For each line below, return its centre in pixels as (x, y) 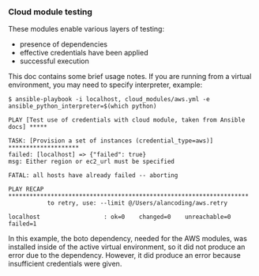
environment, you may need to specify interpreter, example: (105, 85)
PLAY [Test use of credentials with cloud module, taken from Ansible (127, 120)
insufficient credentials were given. (65, 264)
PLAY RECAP (26, 189)
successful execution (54, 61)
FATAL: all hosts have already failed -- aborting (93, 176)
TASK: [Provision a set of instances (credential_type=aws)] (111, 141)
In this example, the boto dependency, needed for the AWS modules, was (128, 239)
